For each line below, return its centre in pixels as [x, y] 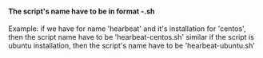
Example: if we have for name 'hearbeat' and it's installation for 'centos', [127, 29]
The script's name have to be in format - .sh [82, 11]
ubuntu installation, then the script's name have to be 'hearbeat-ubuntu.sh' [132, 46]
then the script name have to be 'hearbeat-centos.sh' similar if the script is [131, 37]
